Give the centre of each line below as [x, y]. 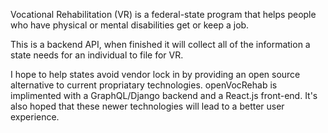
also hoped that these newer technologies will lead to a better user [147, 106]
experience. [35, 117]
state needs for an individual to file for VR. [97, 55]
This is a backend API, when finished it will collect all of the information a [160, 44]
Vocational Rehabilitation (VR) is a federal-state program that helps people [163, 14]
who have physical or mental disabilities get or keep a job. [130, 25]
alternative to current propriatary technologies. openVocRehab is [144, 85]
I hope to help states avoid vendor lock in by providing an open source [155, 74]
